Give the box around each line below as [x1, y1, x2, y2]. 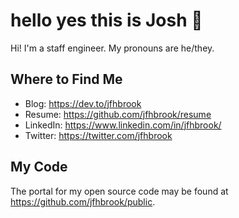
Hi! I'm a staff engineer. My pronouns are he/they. [10, 42, 215, 54]
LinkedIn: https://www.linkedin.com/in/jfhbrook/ [24, 119, 222, 131]
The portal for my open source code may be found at [10, 185, 229, 197]
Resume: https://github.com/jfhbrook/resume [24, 108, 212, 120]
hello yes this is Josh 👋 [10, 9, 203, 32]
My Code [10, 159, 68, 176]
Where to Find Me [10, 71, 123, 88]
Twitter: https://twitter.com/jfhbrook [24, 129, 173, 141]
